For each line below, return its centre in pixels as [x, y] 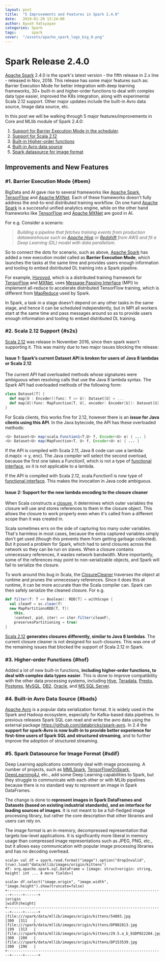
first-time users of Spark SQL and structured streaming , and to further [78, 736]
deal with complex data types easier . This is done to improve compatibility [81, 675]
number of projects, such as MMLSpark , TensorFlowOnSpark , [68, 769]
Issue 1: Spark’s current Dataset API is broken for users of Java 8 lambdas [82, 358]
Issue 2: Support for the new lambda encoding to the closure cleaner [77, 492]
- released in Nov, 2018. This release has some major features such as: [77, 80]
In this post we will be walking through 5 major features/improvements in [79, 116]
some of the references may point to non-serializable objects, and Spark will [82, 560]
